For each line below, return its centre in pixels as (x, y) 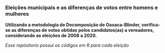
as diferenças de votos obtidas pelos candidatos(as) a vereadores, (83, 30)
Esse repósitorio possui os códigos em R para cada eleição (67, 45)
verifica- (151, 25)
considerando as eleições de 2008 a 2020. (51, 36)
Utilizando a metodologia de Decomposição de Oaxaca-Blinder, (73, 25)
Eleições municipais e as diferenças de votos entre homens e (81, 8)
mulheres (17, 14)
